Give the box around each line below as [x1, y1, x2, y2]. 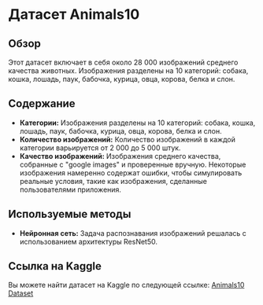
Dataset [8, 288, 34, 298]
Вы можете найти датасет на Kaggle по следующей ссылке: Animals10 [8, 281, 245, 290]
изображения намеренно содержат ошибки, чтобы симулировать [19, 167, 243, 178]
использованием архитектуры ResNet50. [19, 237, 158, 246]
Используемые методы [8, 208, 131, 221]
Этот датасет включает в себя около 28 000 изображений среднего [8, 57, 239, 67]
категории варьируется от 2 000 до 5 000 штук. [19, 143, 181, 152]
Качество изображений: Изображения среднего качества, [19, 151, 221, 160]
